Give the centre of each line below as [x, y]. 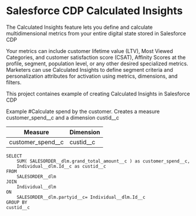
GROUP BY [17, 202]
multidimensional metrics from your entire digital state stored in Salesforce [96, 33]
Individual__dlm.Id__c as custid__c [62, 166]
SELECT [14, 156]
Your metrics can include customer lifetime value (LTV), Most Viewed [89, 51]
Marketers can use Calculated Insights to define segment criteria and [89, 69]
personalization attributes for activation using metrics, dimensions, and [92, 76]
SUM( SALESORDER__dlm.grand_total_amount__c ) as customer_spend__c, [104, 161]
